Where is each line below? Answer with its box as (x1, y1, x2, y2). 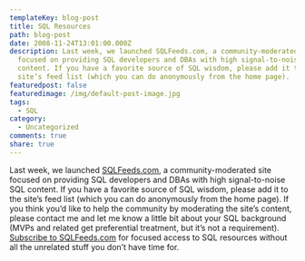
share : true (9, 140, 54, 149)
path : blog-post (9, 30, 71, 39)
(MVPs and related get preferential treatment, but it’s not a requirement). (9, 222, 280, 233)
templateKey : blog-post (9, 13, 100, 23)
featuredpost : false (9, 81, 88, 90)
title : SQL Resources (9, 22, 92, 31)
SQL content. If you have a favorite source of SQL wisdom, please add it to (9, 183, 289, 195)
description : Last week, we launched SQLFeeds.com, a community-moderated (9, 47, 299, 56)
